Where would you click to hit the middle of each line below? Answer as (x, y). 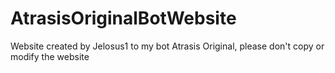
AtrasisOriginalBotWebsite (123, 18)
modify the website (50, 56)
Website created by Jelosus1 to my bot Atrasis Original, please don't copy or (167, 46)
